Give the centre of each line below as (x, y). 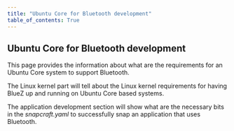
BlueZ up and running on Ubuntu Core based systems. (86, 93)
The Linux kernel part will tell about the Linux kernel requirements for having (117, 86)
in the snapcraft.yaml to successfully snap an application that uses (104, 114)
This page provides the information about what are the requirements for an (115, 65)
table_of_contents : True (43, 20)
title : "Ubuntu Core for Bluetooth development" (80, 14)
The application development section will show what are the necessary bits (116, 107)
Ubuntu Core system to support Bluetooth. (68, 72)
